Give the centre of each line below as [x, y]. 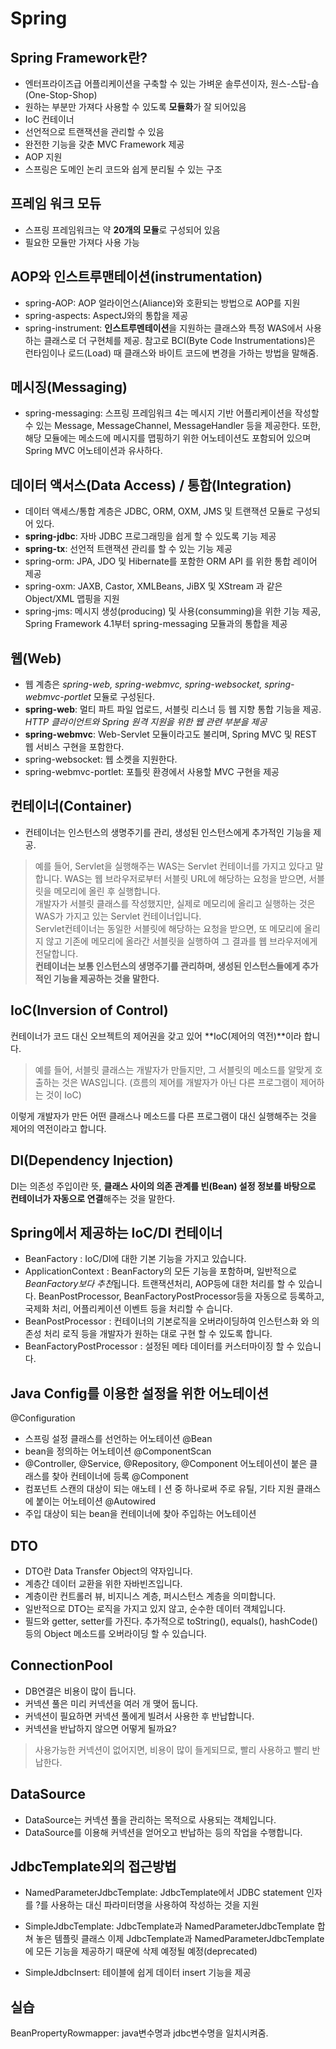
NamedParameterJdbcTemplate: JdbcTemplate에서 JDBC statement [164, 1893]
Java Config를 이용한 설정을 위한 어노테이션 [140, 1393]
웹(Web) [36, 658]
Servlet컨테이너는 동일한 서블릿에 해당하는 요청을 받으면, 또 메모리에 [168, 928]
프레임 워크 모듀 [56, 203]
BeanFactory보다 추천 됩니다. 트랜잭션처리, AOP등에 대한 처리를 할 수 [160, 1284]
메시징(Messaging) [69, 387]
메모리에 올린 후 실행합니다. [107, 891]
